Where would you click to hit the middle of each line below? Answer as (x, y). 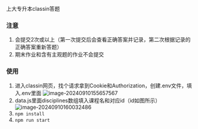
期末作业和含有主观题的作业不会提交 (59, 55)
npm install (30, 114)
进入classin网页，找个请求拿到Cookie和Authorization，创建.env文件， (101, 86)
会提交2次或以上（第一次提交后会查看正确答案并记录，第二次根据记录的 (103, 40)
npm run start (32, 120)
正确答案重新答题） (38, 47)
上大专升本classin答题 (33, 9)
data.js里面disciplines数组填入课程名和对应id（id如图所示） (88, 100)
